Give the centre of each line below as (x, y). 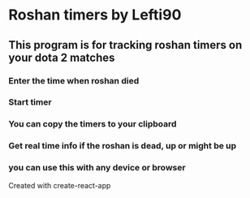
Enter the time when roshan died (74, 80)
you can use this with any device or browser (97, 168)
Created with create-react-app (60, 185)
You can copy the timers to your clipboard (93, 124)
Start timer (30, 102)
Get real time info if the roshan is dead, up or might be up (123, 146)
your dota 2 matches (62, 57)
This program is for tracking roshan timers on (125, 45)
